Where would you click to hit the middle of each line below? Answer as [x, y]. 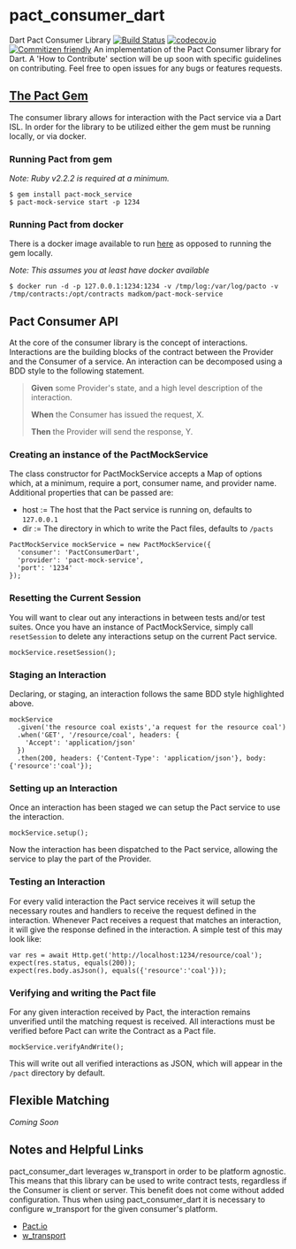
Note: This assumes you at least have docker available [109, 270]
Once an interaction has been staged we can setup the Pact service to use [145, 807]
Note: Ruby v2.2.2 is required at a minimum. [89, 179]
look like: [26, 938]
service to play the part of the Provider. [80, 859]
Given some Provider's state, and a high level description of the [147, 388]
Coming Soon [34, 1122]
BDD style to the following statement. [77, 371]
